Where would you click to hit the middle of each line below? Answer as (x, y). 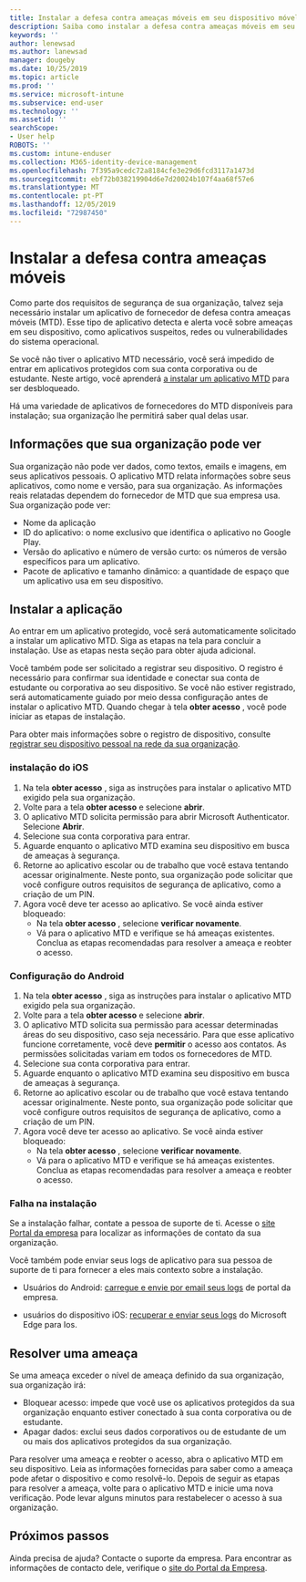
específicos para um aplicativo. (82, 561)
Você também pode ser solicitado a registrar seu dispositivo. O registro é (147, 668)
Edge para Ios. (50, 1325)
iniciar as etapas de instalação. (67, 717)
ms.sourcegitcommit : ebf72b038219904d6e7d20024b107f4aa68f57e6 (132, 179)
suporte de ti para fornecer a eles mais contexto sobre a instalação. (137, 1270)
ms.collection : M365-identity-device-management (103, 162)
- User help (32, 137)
